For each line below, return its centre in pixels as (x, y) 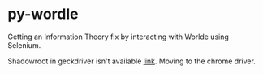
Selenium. (24, 45)
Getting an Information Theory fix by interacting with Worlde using (118, 37)
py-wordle (43, 14)
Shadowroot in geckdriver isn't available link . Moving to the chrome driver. (132, 61)
